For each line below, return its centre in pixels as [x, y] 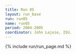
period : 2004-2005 [24, 28]
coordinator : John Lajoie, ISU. [38, 32]
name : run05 [17, 23]
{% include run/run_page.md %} [38, 46]
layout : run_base [23, 14]
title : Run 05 [20, 10]
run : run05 [16, 19]
